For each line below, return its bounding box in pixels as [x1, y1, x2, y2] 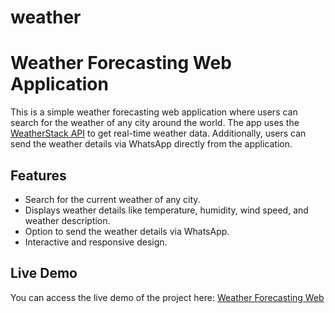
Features [10, 167, 67, 184]
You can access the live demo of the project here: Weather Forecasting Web [10, 291, 325, 303]
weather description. [24, 214, 111, 226]
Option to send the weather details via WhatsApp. [24, 225, 230, 237]
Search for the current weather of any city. [24, 193, 201, 205]
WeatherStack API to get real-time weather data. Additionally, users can [10, 127, 307, 140]
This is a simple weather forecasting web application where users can [10, 106, 298, 118]
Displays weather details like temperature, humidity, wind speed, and [24, 204, 309, 216]
